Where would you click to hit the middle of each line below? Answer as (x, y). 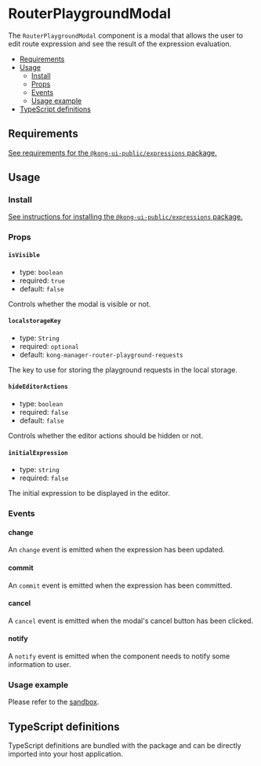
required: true (42, 280)
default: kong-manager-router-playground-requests (101, 354)
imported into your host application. (66, 754)
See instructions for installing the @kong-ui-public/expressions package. (125, 217)
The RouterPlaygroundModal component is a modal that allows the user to (126, 35)
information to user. (40, 664)
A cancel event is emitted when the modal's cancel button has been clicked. (130, 621)
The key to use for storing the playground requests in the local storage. (123, 369)
